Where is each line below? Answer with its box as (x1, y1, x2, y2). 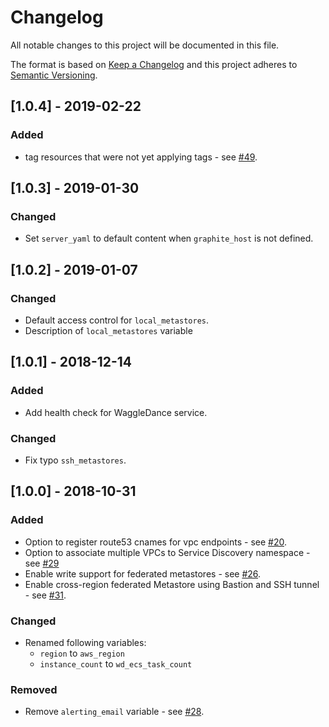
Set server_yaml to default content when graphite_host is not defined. (24, 232, 314, 245)
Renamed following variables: (24, 636, 147, 648)
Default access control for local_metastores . (24, 314, 209, 326)
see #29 (24, 557, 60, 569)
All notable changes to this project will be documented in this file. (10, 39, 280, 51)
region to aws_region (39, 647, 125, 659)
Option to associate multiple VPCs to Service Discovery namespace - (24, 546, 311, 558)
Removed (10, 682, 58, 696)
